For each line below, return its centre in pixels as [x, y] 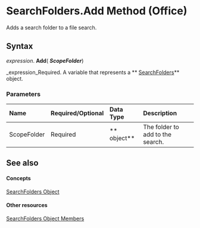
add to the [157, 134]
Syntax [20, 46]
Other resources [27, 205]
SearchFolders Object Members [45, 218]
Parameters [23, 94]
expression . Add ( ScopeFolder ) [45, 60]
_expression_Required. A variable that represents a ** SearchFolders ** [93, 72]
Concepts [18, 178]
